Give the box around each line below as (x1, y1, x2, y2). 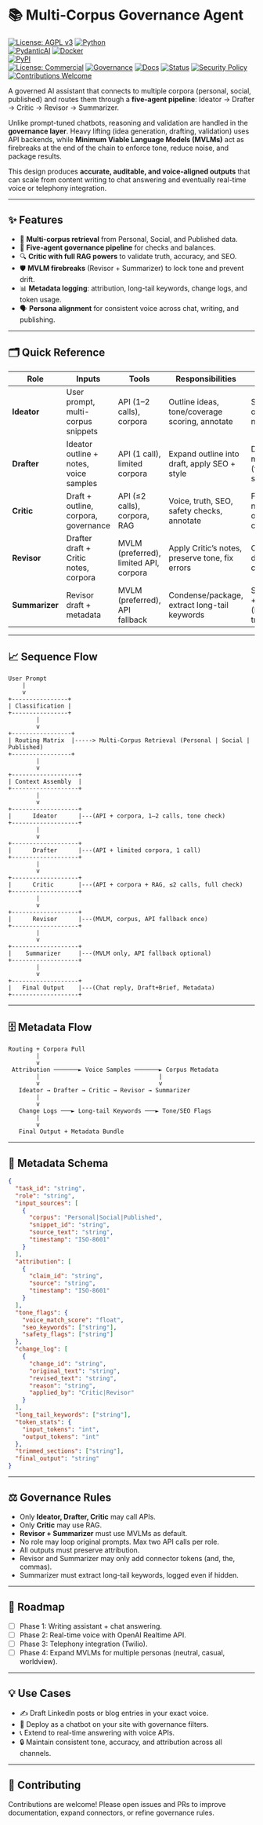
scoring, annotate (168, 415, 233, 426)
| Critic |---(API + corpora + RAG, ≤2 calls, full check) (8, 881, 243, 889)
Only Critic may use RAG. (19, 1520, 103, 1530)
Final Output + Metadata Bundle (18, 1128, 124, 1136)
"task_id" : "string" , (15, 1184, 86, 1192)
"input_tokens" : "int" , (22, 1425, 100, 1433)
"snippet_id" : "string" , (28, 1221, 110, 1229)
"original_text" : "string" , (28, 1367, 121, 1375)
